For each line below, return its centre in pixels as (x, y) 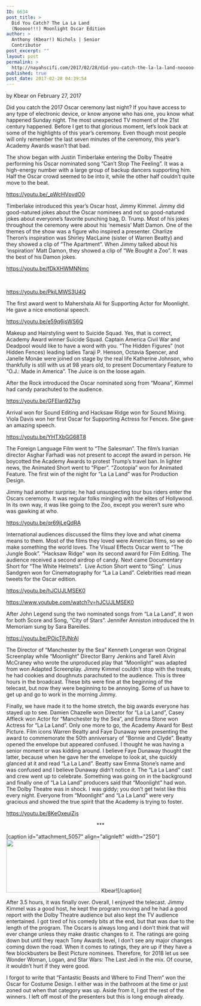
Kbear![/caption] (121, 891)
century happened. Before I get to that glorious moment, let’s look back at (97, 127)
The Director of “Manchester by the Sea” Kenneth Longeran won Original (96, 650)
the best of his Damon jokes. (41, 257)
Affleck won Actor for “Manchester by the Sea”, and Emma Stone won (92, 719)
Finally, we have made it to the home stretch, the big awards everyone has (98, 706)
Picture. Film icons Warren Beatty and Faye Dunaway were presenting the (97, 732)
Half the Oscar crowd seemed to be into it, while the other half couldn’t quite (100, 176)
